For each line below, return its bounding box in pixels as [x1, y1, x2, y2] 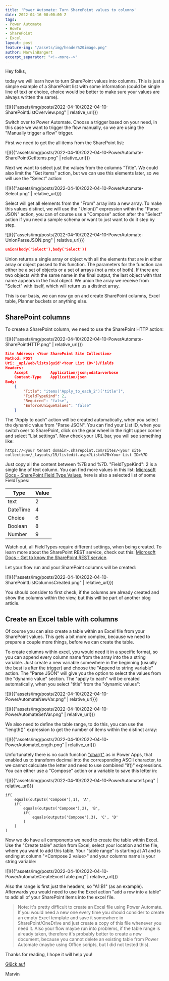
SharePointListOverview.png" [5, 109, 67, 115]
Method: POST [5, 356, 33, 361]
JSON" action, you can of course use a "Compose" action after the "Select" [5, 211, 163, 218]
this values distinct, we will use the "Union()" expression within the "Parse [5, 206, 159, 212]
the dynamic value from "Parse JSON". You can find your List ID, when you [5, 422, 160, 428]
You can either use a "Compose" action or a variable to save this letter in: [5, 767, 157, 774]
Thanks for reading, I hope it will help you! [5, 952, 92, 958]
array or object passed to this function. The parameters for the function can [5, 262, 163, 268]
